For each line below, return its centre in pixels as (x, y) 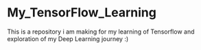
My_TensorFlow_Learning (82, 13)
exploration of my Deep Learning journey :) (68, 38)
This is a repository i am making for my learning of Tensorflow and (101, 32)
